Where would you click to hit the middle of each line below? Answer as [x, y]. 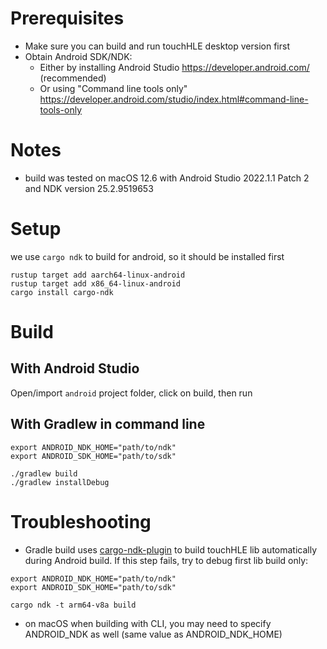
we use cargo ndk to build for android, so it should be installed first [147, 256]
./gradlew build [44, 473]
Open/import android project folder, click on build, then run [131, 393]
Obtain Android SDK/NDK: [78, 56]
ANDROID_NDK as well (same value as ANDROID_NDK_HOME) [153, 634]
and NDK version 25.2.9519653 [89, 188]
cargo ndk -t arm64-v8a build [73, 605]
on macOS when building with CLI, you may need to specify [148, 623]
